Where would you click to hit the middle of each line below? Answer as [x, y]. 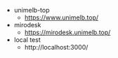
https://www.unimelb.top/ [61, 17]
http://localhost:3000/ [56, 47]
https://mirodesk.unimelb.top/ [67, 32]
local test [27, 40]
